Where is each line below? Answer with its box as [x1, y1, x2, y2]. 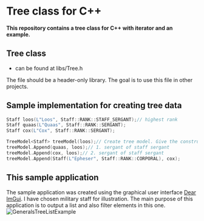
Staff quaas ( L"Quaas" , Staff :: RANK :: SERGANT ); [6, 122, 126, 128]
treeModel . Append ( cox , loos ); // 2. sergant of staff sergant [6, 150, 165, 156]
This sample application [6, 172, 99, 183]
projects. [6, 83, 29, 90]
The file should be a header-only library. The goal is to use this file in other [6, 76, 193, 83]
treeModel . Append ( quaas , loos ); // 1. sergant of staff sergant [6, 144, 170, 151]
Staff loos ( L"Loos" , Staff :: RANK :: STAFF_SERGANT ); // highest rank [6, 117, 178, 123]
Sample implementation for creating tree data [6, 100, 182, 110]
